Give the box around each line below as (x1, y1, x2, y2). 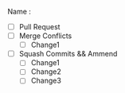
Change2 (30, 67, 61, 76)
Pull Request (18, 22, 61, 31)
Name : (7, 7, 31, 16)
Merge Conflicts (18, 31, 72, 41)
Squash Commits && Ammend (18, 49, 118, 59)
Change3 (30, 76, 61, 86)
